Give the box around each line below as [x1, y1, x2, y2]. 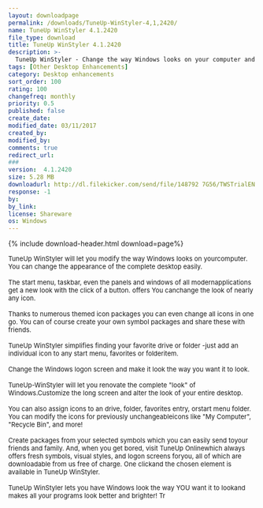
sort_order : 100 [8, 77, 61, 85]
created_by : [8, 129, 47, 137]
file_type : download [8, 33, 76, 42]
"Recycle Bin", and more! [8, 420, 83, 429]
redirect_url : [8, 151, 55, 159]
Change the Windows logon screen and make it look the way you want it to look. [8, 365, 250, 374]
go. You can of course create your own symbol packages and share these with [8, 318, 246, 326]
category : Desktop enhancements [8, 70, 114, 78]
